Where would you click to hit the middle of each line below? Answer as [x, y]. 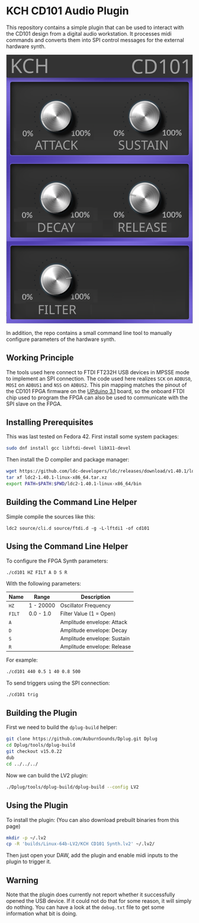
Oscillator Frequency [85, 606]
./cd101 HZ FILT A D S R [37, 572]
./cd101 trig [22, 694]
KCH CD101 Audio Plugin [68, 11]
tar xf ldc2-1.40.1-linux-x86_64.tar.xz [57, 478]
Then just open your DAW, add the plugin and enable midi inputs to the [92, 855]
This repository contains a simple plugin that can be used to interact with [95, 27]
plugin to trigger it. [29, 862]
